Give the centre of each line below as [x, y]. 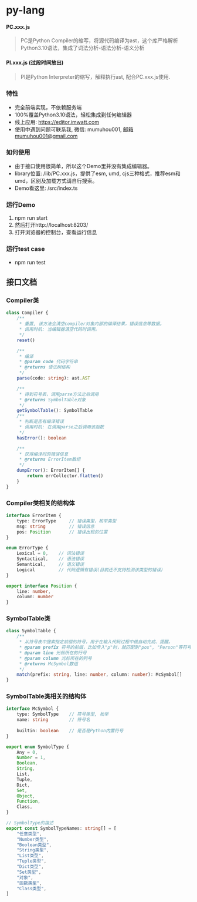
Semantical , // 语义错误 [50, 565]
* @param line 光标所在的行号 [53, 653]
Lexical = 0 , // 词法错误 [50, 554]
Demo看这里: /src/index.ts [46, 188]
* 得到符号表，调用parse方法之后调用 [59, 394]
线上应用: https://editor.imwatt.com [57, 122]
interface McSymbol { [33, 709]
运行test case [26, 249]
